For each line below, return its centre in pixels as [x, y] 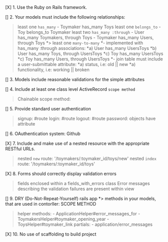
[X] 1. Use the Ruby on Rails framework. [46, 7]
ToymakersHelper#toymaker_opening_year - [63, 219]
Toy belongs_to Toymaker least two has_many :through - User [81, 32]
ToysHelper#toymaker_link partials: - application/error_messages [85, 224]
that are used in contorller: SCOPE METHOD [51, 204]
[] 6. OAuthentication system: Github [43, 134]
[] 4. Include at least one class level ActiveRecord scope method [70, 89]
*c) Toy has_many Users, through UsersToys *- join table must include [90, 59]
